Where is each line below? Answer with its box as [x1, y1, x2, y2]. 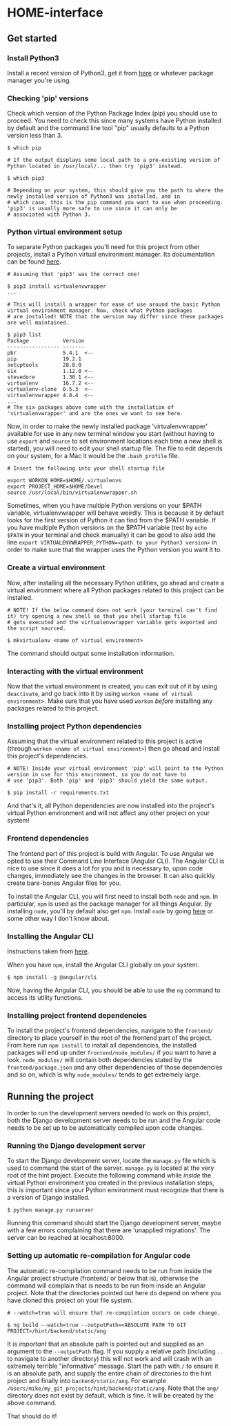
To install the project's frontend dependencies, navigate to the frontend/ [7, 1026, 214, 1035]
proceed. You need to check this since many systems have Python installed [7, 116, 222, 125]
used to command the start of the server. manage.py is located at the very [7, 1164, 214, 1172]
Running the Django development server [7, 1140, 146, 1150]
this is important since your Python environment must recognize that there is [7, 1186, 225, 1194]
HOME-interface [7, 5, 103, 21]
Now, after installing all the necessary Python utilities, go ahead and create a [7, 578, 225, 587]
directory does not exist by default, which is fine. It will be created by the [7, 1391, 214, 1399]
